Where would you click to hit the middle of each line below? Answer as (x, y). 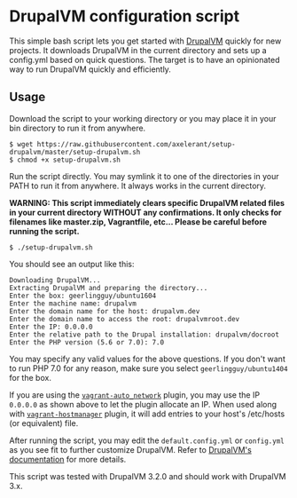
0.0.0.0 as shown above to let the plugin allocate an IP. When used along (143, 404)
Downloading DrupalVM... (55, 280)
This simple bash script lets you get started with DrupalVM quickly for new (145, 41)
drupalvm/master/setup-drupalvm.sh (75, 152)
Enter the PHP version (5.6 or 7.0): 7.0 (87, 342)
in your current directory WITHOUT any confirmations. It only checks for (145, 212)
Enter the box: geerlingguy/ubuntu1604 (83, 296)
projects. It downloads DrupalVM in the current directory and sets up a (138, 50)
